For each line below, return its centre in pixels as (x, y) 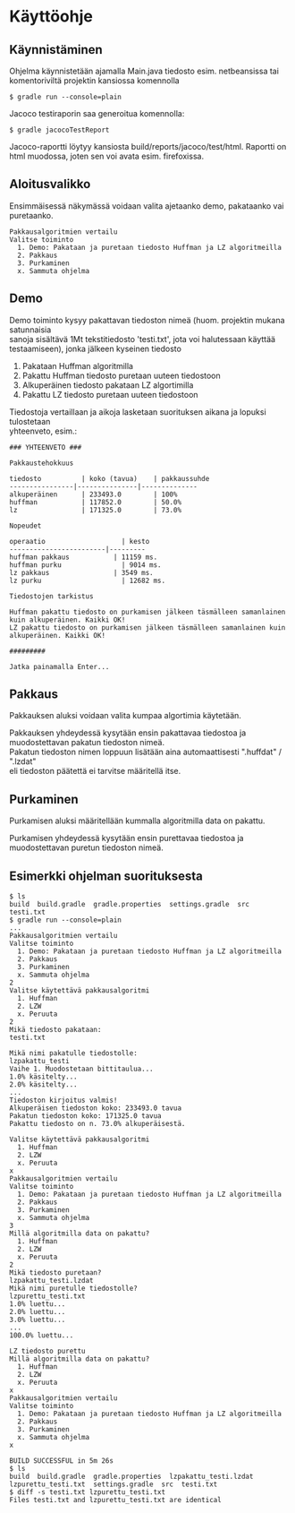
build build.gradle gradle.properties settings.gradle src (130, 905)
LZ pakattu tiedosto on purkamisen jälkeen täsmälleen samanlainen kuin (147, 628)
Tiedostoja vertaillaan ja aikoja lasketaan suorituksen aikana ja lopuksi (138, 412)
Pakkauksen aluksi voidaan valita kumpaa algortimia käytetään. (125, 716)
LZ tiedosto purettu (48, 1351)
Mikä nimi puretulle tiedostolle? (74, 1289)
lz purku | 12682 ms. (88, 580)
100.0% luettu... (42, 1336)
